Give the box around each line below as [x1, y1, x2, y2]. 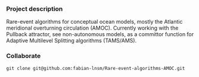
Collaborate [6, 52, 41, 60]
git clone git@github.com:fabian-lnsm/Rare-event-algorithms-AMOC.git [6, 65, 185, 71]
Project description [6, 5, 63, 13]
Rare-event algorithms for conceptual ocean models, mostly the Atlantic [6, 18, 183, 25]
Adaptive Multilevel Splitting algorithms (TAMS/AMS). [6, 37, 137, 44]
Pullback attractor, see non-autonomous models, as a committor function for [6, 31, 194, 38]
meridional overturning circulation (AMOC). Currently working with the [6, 24, 179, 31]
